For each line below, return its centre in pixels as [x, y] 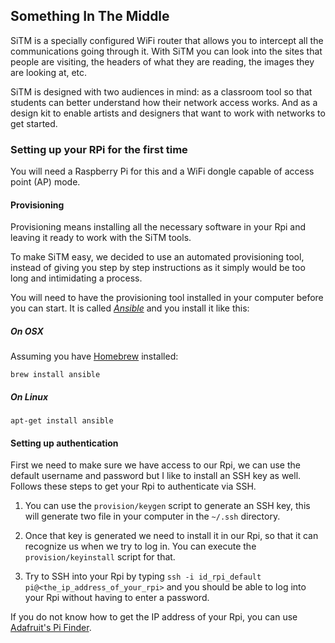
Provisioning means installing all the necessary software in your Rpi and [158, 227]
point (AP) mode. [45, 182]
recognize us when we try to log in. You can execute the [140, 546]
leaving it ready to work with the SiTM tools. [101, 238]
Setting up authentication [64, 443]
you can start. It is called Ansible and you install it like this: [130, 308]
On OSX [27, 331]
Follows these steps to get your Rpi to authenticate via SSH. [133, 486]
